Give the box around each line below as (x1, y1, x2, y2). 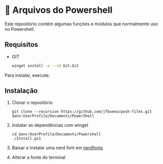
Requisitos (4, 41, 38, 49)
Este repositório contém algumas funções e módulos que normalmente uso (4, 21, 158, 27)
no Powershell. (4, 26, 35, 32)
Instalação (4, 87, 38, 95)
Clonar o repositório (11, 100, 53, 106)
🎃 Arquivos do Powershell (4, 4, 112, 16)
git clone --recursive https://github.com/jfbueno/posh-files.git (11, 109, 152, 114)
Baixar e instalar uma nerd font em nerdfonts (11, 145, 104, 151)
